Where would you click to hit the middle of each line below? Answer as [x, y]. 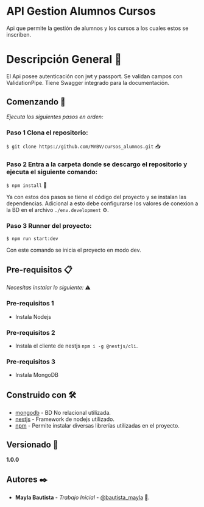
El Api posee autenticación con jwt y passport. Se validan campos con [94, 76]
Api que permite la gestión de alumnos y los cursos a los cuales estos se [97, 28]
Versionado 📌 [32, 445]
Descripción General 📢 [64, 60]
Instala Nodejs [33, 316]
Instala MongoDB [37, 375]
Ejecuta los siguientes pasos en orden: [55, 117]
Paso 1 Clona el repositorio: [47, 133]
